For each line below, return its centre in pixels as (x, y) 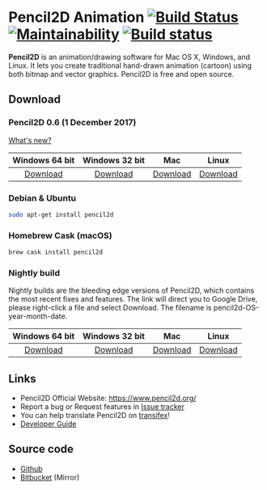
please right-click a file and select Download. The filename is (110, 308)
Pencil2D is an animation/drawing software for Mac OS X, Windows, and (129, 57)
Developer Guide (48, 424)
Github (31, 468)
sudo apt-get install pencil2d (61, 214)
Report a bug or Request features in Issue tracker (102, 407)
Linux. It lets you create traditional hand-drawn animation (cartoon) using (130, 65)
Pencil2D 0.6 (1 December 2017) (72, 123)
